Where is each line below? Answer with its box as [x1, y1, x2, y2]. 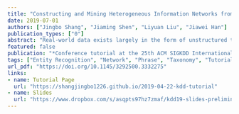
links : [7, 69, 27, 76]
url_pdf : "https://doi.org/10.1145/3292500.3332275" [7, 63, 167, 70]
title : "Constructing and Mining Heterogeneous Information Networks [7, 10, 218, 18]
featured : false [7, 43, 55, 50]
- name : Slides [7, 89, 53, 96]
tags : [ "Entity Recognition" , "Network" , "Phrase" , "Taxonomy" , [7, 57, 202, 64]
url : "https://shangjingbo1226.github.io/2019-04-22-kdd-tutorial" [14, 83, 218, 90]
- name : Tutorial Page [7, 76, 75, 84]
